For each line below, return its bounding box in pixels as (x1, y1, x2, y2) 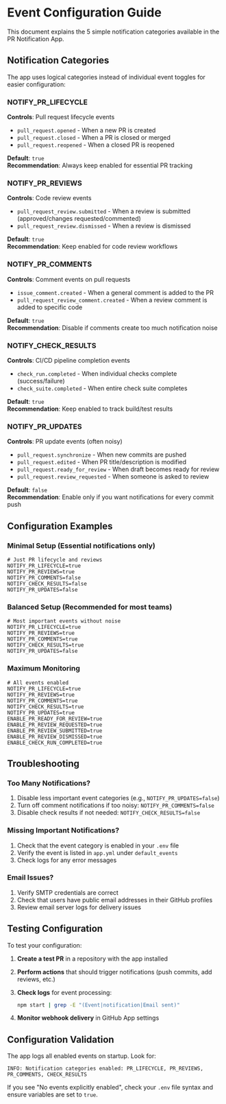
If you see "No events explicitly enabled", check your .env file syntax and (7, 1083, 214, 1092)
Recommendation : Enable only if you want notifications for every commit (7, 493, 214, 501)
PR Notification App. (7, 34, 64, 43)
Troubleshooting (7, 758, 80, 769)
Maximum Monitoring (7, 664, 81, 673)
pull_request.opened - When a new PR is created (16, 126, 156, 134)
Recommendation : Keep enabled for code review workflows (7, 242, 178, 251)
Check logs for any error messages (16, 856, 117, 864)
